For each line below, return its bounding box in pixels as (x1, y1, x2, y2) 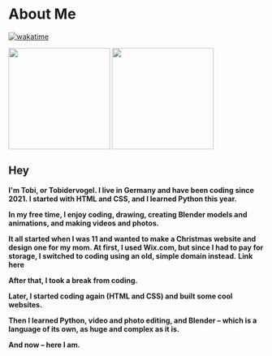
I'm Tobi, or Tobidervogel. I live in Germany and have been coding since (8, 185, 254, 195)
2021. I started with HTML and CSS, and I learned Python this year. (8, 194, 237, 204)
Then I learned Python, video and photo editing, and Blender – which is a (8, 315, 257, 325)
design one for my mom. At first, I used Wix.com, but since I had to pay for (8, 242, 264, 252)
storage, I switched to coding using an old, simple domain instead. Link (8, 251, 253, 260)
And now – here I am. (8, 340, 80, 350)
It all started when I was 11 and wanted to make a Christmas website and (8, 234, 257, 243)
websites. (8, 299, 43, 309)
